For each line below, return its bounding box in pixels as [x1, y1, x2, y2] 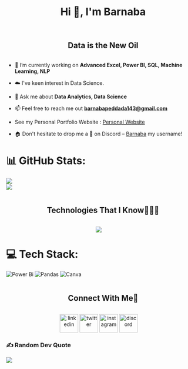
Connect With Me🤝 [68, 293, 139, 303]
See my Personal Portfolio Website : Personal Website [14, 118, 145, 125]
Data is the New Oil [68, 41, 139, 51]
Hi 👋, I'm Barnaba [60, 5, 146, 19]
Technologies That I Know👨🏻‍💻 [46, 205, 160, 215]
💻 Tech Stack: [6, 247, 79, 261]
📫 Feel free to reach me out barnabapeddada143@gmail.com [14, 105, 167, 112]
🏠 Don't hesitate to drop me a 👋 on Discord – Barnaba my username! [14, 130, 183, 137]
